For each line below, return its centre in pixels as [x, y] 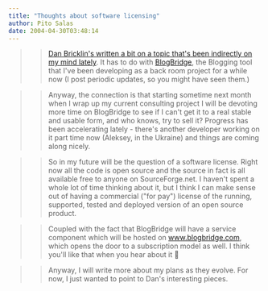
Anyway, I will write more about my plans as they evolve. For [148, 270]
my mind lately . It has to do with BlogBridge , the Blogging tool [150, 62]
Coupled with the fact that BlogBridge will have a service [142, 229]
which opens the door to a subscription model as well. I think [149, 246]
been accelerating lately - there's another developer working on [154, 129]
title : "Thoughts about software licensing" [84, 16]
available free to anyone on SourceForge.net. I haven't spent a [151, 179]
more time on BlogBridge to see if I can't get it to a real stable [150, 112]
